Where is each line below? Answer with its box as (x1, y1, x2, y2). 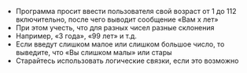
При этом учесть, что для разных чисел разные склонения (15, 23, 215, 32)
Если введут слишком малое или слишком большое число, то (15, 40, 225, 49)
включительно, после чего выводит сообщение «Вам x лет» (15, 15, 219, 24)
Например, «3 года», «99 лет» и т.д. (15, 31, 138, 40)
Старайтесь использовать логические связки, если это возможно (15, 56, 239, 65)
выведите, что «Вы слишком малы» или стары (15, 48, 172, 57)
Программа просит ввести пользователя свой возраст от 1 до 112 (15, 7, 237, 16)
